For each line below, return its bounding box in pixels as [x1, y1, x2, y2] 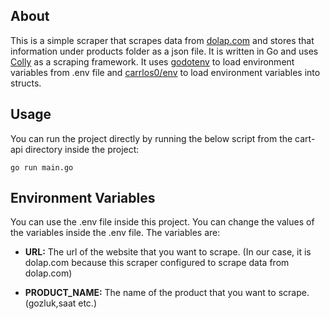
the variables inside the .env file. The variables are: [10, 227, 221, 239]
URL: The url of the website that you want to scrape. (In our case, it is [24, 246, 312, 258]
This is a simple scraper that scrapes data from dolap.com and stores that [10, 34, 315, 46]
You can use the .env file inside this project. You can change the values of [10, 216, 315, 228]
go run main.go [10, 162, 74, 173]
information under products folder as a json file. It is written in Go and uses [10, 45, 319, 57]
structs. [10, 77, 42, 89]
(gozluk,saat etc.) [24, 297, 98, 309]
